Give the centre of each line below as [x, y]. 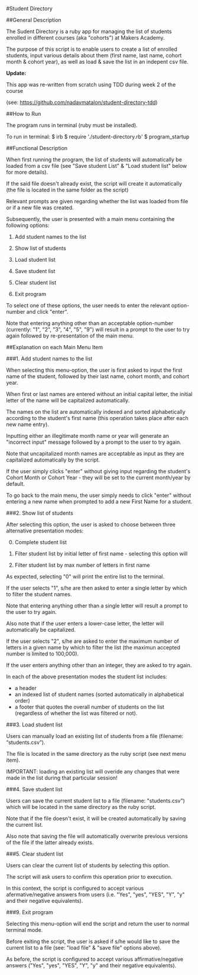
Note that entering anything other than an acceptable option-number [90, 323]
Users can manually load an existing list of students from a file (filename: [95, 736]
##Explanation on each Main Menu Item [55, 347]
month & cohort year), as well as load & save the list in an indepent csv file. [97, 62]
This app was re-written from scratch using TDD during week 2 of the [91, 84]
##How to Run [24, 114]
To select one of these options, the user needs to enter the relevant [88, 305]
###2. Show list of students [40, 513]
